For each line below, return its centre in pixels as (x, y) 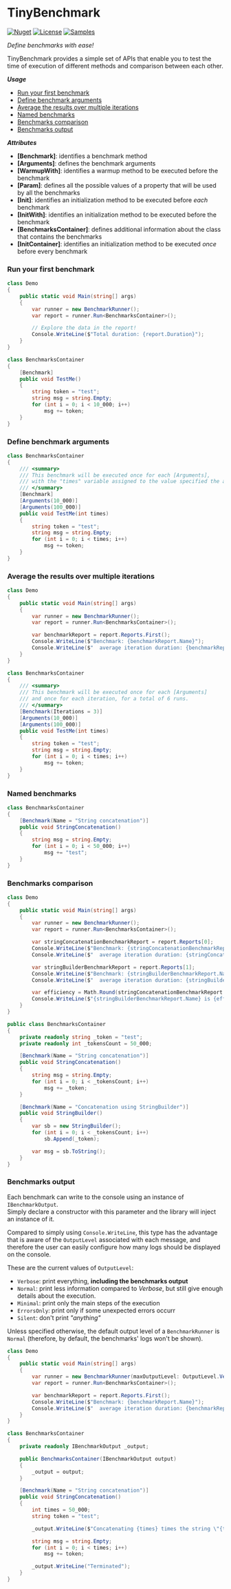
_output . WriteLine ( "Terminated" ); (81, 1567)
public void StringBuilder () (61, 1113)
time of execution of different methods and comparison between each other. (115, 66)
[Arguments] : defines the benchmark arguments (86, 163)
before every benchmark (52, 251)
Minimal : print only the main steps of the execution (88, 1303)
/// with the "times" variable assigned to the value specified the (120, 482)
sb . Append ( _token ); (71, 1139)
